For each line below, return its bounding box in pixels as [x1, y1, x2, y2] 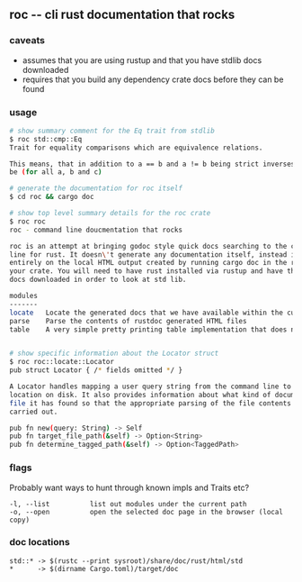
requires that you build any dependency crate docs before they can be [22, 74, 284, 85]
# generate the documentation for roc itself [9, 184, 182, 193]
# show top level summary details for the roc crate [9, 209, 211, 218]
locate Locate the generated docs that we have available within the [9, 308, 283, 317]
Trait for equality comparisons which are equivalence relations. [9, 143, 263, 152]
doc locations [9, 536, 70, 549]
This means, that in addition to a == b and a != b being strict [9, 159, 259, 168]
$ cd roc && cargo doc [9, 193, 94, 202]
